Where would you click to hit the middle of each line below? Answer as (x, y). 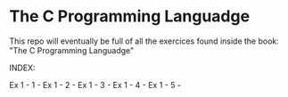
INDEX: (22, 68)
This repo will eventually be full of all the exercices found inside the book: (144, 41)
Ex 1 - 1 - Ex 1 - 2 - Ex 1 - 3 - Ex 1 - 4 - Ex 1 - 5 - (95, 85)
